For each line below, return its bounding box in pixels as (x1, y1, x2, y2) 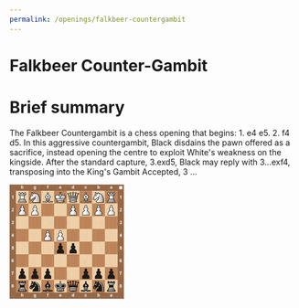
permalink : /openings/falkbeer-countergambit (9, 15, 186, 24)
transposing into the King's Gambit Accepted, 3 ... (9, 165, 198, 177)
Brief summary (9, 97, 125, 118)
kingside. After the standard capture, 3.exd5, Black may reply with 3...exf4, (9, 156, 291, 167)
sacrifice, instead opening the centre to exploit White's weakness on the (9, 146, 282, 157)
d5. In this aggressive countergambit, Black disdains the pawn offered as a (9, 137, 291, 148)
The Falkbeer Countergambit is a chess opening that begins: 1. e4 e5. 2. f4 (9, 127, 290, 138)
